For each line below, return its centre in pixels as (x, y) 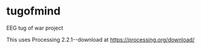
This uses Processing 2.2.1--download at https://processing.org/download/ (100, 39)
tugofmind (33, 11)
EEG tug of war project (35, 28)
